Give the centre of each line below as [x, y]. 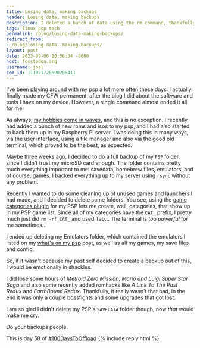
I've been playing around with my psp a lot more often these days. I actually [99, 89]
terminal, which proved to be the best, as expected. [69, 145]
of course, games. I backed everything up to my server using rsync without [98, 175]
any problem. [22, 182]
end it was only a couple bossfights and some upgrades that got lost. [91, 297]
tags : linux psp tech [33, 28]
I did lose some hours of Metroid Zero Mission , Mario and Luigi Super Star [97, 279]
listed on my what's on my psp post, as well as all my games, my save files [98, 243]
